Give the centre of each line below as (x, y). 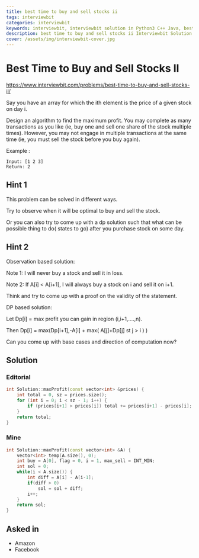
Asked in (23, 529)
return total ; (34, 417)
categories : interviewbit (38, 23)
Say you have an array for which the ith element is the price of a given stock (99, 102)
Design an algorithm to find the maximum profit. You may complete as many (99, 120)
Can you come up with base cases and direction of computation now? (92, 342)
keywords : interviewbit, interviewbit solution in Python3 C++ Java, (94, 28)
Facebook (27, 549)
